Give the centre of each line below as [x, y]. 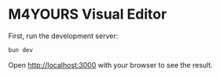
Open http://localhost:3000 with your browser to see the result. [111, 65]
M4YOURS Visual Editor [88, 14]
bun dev [21, 50]
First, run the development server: [63, 36]
